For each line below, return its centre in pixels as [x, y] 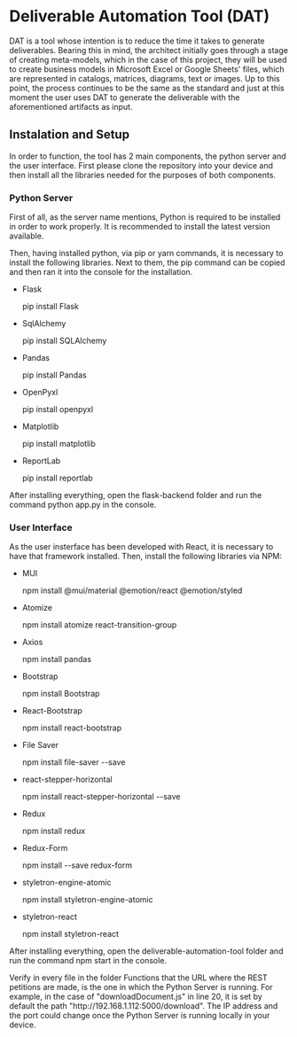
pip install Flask [51, 307]
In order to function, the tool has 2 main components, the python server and [148, 156]
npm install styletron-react [70, 934]
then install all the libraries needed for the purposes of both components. [143, 175]
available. [27, 236]
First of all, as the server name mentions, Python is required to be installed [145, 217]
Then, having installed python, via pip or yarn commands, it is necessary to [146, 253]
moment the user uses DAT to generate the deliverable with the [125, 97]
